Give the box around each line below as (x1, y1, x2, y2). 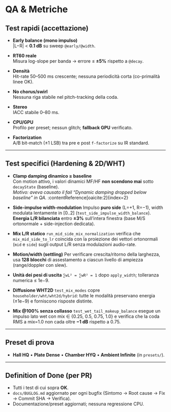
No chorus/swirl (12, 89, 48, 95)
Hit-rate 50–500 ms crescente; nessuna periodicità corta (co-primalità (12, 73, 160, 79)
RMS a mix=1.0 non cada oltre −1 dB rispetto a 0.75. (12, 318, 121, 324)
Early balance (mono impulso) (12, 37, 78, 43)
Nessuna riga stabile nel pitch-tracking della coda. (12, 94, 119, 100)
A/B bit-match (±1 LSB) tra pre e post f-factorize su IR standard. (12, 140, 150, 146)
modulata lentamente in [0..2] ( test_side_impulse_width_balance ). (12, 210, 151, 216)
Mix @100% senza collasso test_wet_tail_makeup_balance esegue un (12, 308, 161, 314)
